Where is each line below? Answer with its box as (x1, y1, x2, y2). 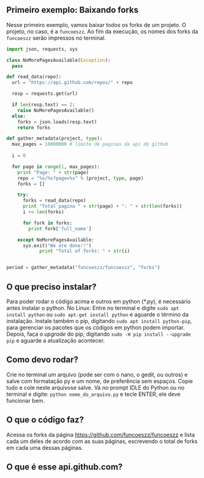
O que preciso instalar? (6, 281, 97, 292)
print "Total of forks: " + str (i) (39, 248, 130, 254)
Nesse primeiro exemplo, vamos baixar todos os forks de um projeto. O (6, 21, 187, 28)
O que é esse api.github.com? (6, 462, 123, 472)
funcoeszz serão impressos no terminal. (6, 34, 106, 42)
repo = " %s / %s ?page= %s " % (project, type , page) (17, 175, 144, 181)
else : (12, 113, 26, 119)
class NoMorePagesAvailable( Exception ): (6, 57, 111, 63)
